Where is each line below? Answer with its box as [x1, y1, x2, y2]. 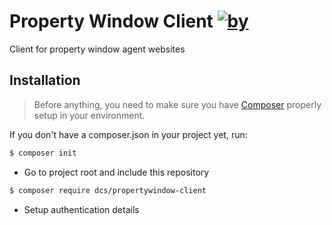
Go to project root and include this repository [23, 166, 210, 178]
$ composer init [9, 148, 77, 158]
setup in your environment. [33, 109, 146, 121]
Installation [9, 72, 81, 89]
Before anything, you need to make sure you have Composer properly [33, 98, 322, 110]
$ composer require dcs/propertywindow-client [9, 185, 207, 195]
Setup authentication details [23, 203, 140, 215]
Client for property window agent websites [9, 43, 186, 55]
